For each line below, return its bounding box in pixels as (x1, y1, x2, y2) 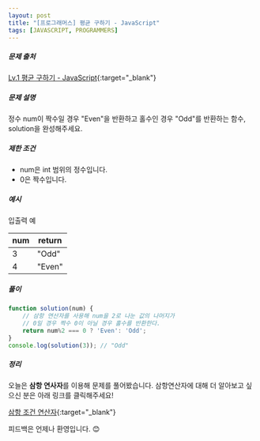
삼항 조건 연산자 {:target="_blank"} (8, 408, 116, 417)
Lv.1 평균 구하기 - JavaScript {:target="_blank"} (8, 73, 156, 83)
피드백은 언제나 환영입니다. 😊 (8, 424, 100, 434)
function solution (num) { (8, 305, 93, 313)
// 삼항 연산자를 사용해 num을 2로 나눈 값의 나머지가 (22, 312, 175, 320)
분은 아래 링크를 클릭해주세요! (22, 390, 114, 400)
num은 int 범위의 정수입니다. (19, 165, 108, 175)
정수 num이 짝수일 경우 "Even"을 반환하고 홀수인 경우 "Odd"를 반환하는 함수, (8, 114, 247, 123)
